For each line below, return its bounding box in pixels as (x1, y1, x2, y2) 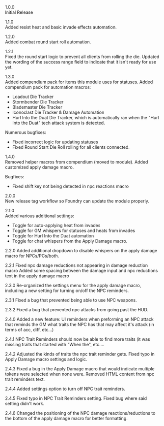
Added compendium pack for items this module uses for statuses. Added (5, 79, 153, 85)
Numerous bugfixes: (5, 130, 47, 135)
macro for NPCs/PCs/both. (5, 253, 59, 259)
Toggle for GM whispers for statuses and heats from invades (12, 228, 135, 233)
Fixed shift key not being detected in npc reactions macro (12, 183, 129, 189)
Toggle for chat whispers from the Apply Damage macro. (12, 238, 128, 244)
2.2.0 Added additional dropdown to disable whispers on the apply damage (5, 248, 158, 253)
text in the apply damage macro (5, 273, 70, 279)
